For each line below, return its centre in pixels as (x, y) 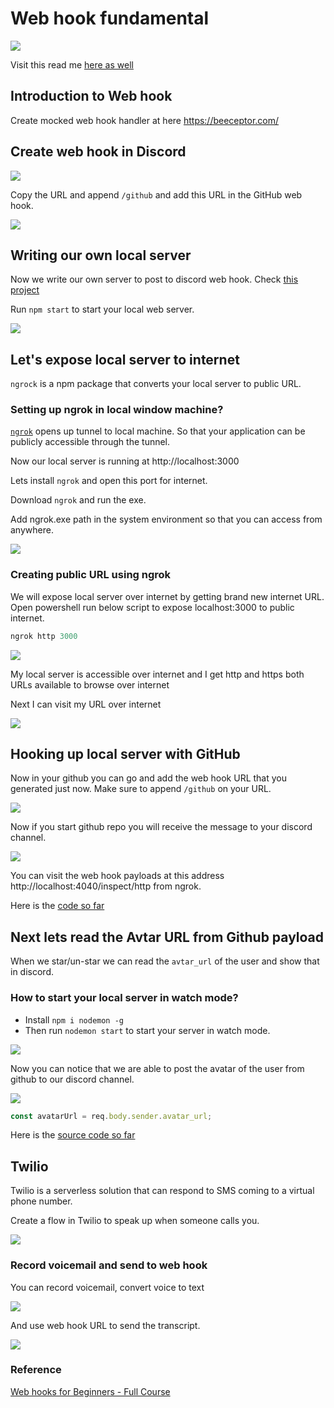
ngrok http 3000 (44, 636)
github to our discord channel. (72, 1079)
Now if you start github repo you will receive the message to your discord (161, 827)
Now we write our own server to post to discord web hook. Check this (154, 279)
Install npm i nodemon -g (74, 1019)
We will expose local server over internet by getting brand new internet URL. (167, 596)
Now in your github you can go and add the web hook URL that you (149, 778)
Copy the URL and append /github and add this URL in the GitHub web (156, 194)
